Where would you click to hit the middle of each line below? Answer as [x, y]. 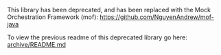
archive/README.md [37, 44]
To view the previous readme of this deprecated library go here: [97, 37]
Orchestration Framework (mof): [53, 17]
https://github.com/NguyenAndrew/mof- [156, 17]
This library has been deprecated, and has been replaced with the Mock [109, 10]
